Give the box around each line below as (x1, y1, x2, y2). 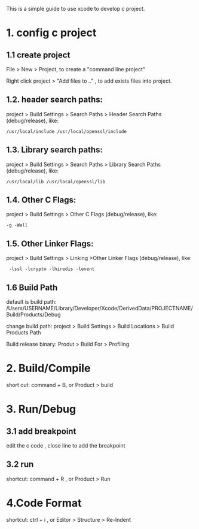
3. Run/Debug (6, 403, 76, 416)
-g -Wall (6, 222, 28, 228)
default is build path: (6, 298, 57, 306)
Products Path (6, 329, 41, 336)
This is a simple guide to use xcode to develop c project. (6, 5, 145, 12)
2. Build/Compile (6, 362, 91, 375)
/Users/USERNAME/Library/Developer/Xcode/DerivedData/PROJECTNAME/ (6, 305, 193, 312)
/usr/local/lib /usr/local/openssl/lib (6, 179, 106, 185)
